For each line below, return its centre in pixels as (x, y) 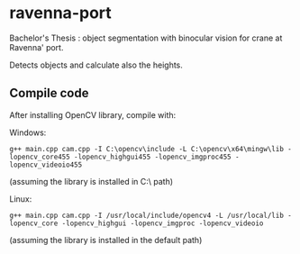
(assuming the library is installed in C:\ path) (91, 181)
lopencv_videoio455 (46, 165)
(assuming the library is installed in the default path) (106, 240)
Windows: (28, 132)
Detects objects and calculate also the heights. (96, 65)
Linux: (21, 199)
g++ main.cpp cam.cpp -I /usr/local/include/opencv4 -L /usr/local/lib (146, 215)
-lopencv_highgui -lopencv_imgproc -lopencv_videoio (163, 223)
